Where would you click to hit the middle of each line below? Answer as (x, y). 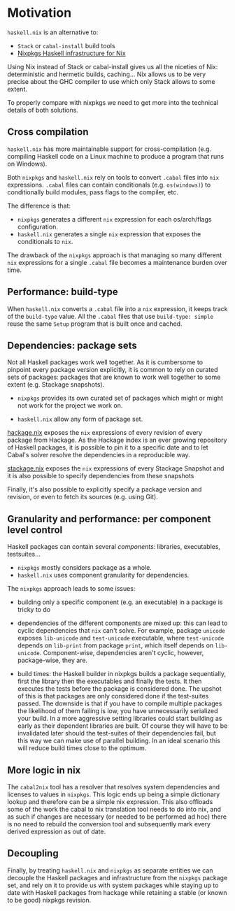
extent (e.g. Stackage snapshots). (56, 385)
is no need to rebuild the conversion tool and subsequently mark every (109, 824)
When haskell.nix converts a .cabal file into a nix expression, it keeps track (118, 308)
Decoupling (33, 853)
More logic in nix (44, 770)
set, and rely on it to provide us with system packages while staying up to (113, 885)
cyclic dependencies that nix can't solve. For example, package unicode (121, 631)
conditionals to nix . (45, 241)
